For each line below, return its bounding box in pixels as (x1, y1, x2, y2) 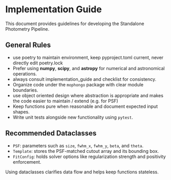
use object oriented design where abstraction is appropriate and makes (12, 92, 164, 98)
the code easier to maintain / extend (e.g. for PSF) (12, 98, 119, 104)
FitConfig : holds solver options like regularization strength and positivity (12, 153, 166, 160)
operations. (12, 71, 37, 77)
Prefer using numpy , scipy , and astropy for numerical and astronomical (12, 65, 165, 71)
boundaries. (12, 87, 38, 93)
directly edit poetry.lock (12, 60, 63, 66)
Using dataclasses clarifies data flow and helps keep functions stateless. (5, 169, 159, 175)
